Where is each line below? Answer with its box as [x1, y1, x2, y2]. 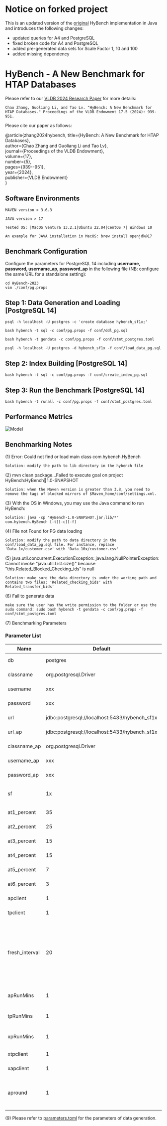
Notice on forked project [5, 3, 108, 15]
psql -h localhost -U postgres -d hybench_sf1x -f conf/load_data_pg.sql [5, 345, 162, 351]
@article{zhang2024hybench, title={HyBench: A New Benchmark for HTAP [5, 132, 159, 138]
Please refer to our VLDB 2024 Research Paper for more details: [5, 95, 137, 101]
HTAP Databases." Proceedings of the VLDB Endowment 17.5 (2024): [5, 109, 146, 114]
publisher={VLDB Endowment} [5, 174, 68, 180]
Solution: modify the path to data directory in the [5, 537, 117, 543]
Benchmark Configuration [5, 247, 88, 256]
